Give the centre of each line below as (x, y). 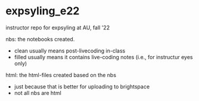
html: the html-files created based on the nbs (61, 75)
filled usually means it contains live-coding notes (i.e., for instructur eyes (103, 57)
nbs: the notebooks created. (40, 39)
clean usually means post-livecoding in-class (70, 51)
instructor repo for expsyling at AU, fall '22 (58, 27)
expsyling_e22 (43, 11)
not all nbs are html (38, 93)
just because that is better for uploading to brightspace (82, 86)
